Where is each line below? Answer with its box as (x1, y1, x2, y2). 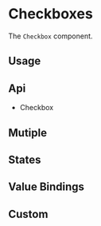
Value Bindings (8, 180, 85, 194)
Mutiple (8, 125, 48, 140)
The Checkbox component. (8, 31, 93, 41)
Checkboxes (8, 5, 93, 23)
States (8, 153, 41, 166)
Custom (8, 207, 49, 220)
